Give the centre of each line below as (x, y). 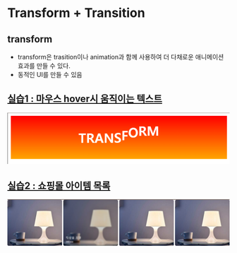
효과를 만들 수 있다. (44, 66)
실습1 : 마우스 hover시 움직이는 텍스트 (85, 99)
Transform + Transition (77, 13)
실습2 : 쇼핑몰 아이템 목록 (59, 186)
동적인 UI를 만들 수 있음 (50, 75)
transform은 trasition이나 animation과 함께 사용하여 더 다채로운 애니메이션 (121, 57)
